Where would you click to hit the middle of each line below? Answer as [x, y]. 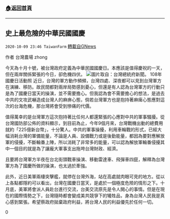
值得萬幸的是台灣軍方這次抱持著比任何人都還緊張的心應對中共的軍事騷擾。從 [85, 117]
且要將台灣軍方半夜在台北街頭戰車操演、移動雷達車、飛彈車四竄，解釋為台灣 [85, 160]
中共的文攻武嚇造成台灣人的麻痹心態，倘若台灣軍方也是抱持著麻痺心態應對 [83, 100]
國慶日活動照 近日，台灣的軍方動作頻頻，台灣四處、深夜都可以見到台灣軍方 [83, 81]
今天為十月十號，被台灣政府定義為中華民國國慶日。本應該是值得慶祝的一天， [85, 68]
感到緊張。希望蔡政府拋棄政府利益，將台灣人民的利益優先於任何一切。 [82, 202]
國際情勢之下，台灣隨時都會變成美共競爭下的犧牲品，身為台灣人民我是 [87, 196]
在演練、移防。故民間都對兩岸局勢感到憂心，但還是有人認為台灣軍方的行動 [83, 87]
